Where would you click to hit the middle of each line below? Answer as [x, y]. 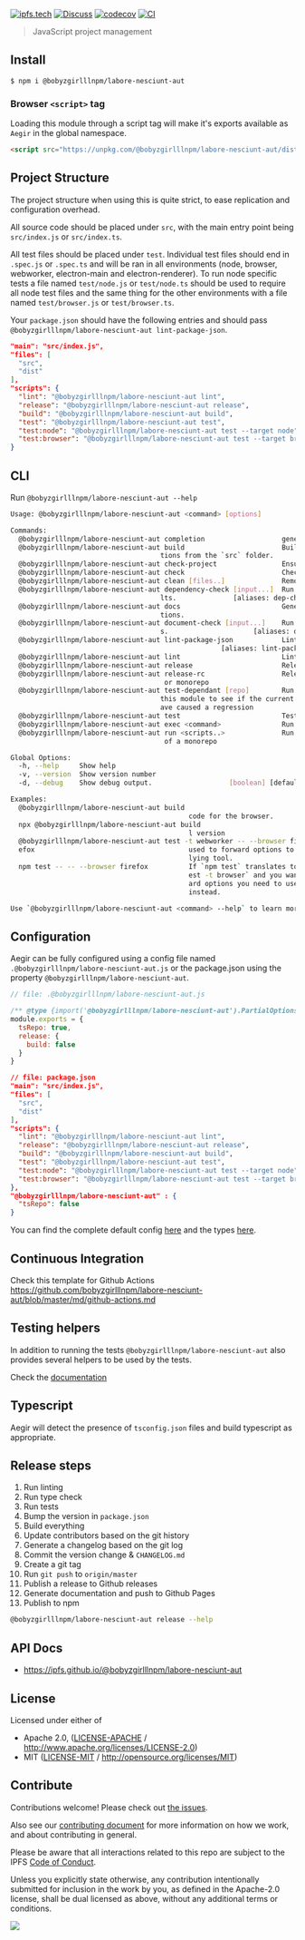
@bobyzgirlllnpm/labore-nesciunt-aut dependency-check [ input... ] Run [157, 590]
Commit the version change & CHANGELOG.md [104, 1555]
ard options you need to [235, 883]
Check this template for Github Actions [82, 1280]
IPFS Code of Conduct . [53, 1862]
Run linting [43, 1487]
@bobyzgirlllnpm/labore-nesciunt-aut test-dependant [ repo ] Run [157, 691]
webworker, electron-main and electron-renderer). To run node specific [144, 273]
